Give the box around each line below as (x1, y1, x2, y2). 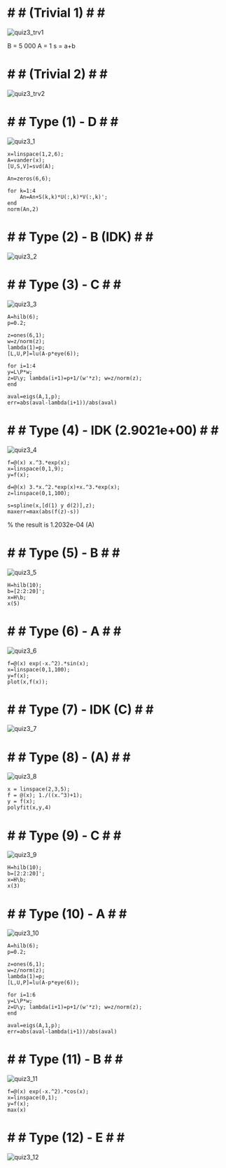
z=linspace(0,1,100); (7, 489, 71, 496)
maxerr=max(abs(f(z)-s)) (7, 508, 80, 515)
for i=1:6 (7, 992, 36, 999)
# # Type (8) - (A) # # (7, 749, 131, 765)
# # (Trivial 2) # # (7, 67, 108, 82)
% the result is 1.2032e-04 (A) (7, 520, 94, 529)
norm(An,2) (7, 205, 39, 213)
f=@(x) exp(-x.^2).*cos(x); (7, 1088, 90, 1095)
